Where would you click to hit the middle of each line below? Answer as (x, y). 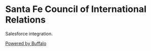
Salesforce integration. (29, 33)
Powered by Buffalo (26, 43)
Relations (25, 20)
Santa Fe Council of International (76, 9)
